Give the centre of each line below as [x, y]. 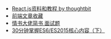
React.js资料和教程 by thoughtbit [51, 8]
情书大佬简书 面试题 [36, 23]
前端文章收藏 [27, 16]
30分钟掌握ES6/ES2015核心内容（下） [58, 30]
